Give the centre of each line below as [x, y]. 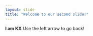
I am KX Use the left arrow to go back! [45, 28]
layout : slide [20, 10]
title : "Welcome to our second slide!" [47, 14]
